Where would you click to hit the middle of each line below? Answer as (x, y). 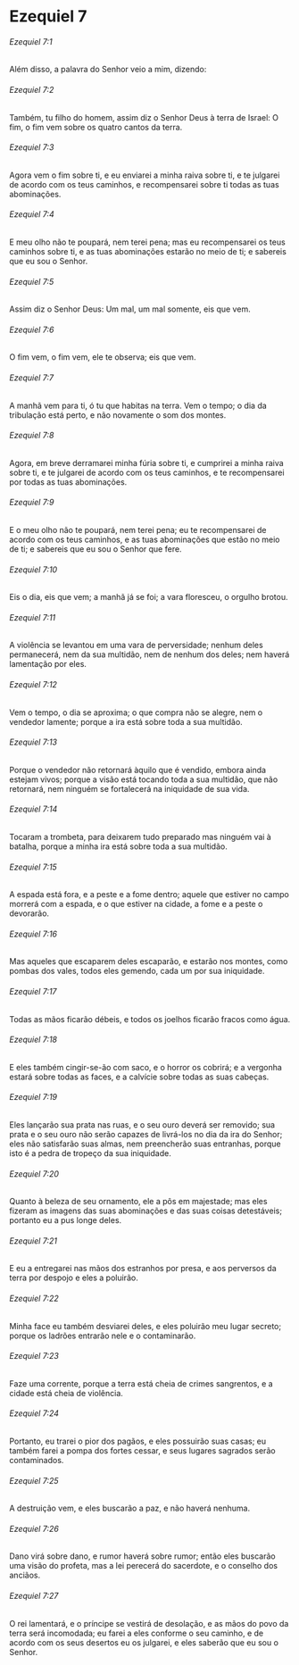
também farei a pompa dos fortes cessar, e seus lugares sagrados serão (142, 1451)
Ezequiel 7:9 (32, 503)
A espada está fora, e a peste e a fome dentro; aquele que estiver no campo (149, 895)
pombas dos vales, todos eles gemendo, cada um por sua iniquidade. (137, 971)
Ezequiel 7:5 (32, 281)
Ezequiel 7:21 (33, 1240)
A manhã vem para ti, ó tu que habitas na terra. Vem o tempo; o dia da (138, 405)
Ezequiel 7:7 (32, 378)
